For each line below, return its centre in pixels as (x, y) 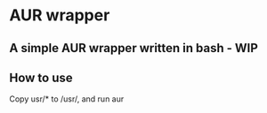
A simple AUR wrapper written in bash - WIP (133, 48)
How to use (41, 77)
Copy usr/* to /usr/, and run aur (67, 99)
